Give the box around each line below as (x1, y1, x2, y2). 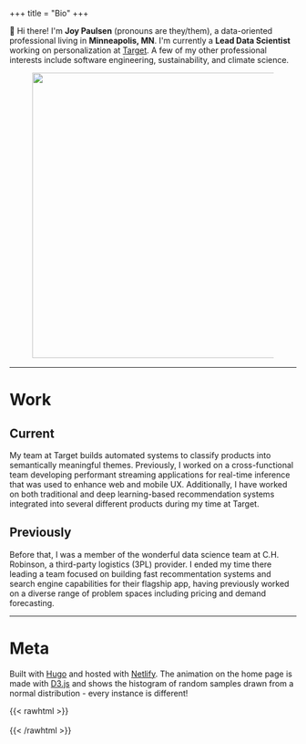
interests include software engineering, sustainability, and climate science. (9, 55, 290, 65)
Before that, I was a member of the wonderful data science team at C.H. (9, 549, 280, 560)
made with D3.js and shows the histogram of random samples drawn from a (9, 677, 294, 688)
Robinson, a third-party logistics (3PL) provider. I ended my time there (9, 559, 272, 570)
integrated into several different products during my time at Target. (9, 498, 260, 509)
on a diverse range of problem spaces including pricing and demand (9, 588, 267, 599)
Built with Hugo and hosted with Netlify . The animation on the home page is (9, 668, 293, 679)
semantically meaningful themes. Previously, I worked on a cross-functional (9, 460, 294, 470)
